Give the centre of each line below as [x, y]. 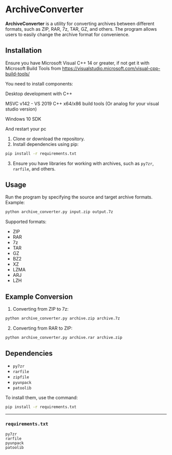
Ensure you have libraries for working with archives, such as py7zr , [83, 163]
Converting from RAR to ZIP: [42, 328]
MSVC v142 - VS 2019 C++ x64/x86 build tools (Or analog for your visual [82, 103]
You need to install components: [39, 83]
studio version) [21, 109]
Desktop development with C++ [39, 94]
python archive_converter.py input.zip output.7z [59, 212]
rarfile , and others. [34, 169]
